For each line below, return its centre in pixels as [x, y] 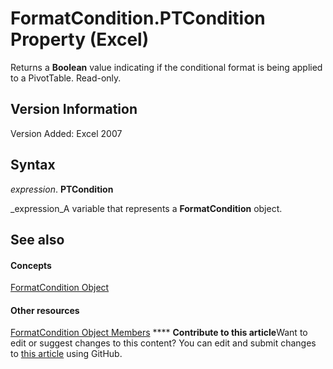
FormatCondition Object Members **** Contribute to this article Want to [159, 333]
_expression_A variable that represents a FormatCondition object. [146, 208]
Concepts [31, 265]
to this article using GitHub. [66, 354]
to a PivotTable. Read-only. [66, 78]
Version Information [74, 109]
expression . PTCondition [62, 189]
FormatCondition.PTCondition [138, 18]
